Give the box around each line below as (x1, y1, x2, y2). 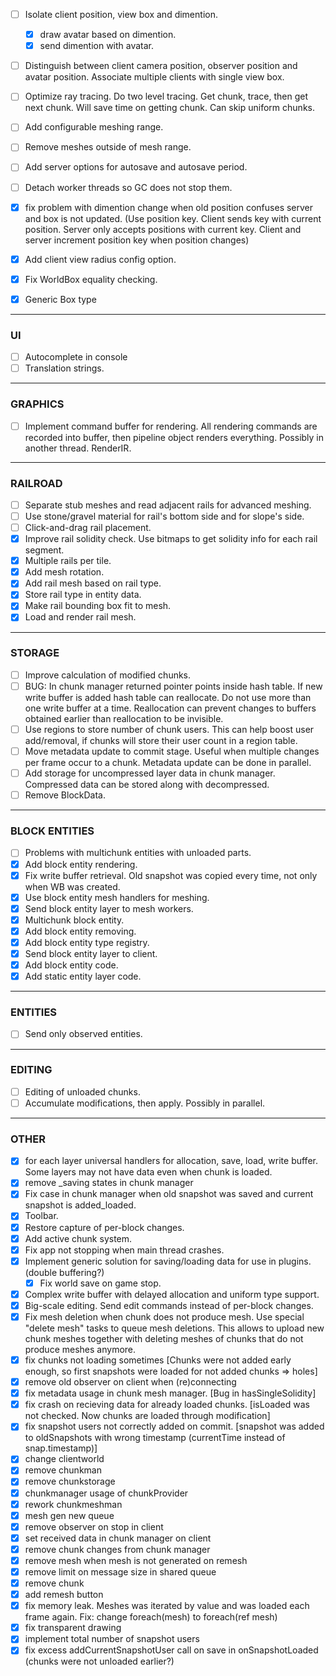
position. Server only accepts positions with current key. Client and (24, 223, 302, 235)
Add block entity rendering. (24, 858, 138, 870)
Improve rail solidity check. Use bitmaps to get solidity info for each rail (24, 533, 318, 545)
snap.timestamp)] (24, 1442, 98, 1454)
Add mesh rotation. (24, 566, 105, 578)
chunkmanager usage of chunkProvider (24, 1487, 189, 1499)
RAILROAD (10, 476, 63, 490)
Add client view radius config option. (24, 253, 177, 265)
